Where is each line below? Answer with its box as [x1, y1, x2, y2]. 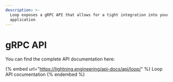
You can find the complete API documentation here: [5, 56, 115, 62]
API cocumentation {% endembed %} [5, 71, 85, 77]
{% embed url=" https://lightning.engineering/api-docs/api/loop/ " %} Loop [5, 66, 163, 72]
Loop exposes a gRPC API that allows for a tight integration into [10, 12, 158, 17]
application [10, 17, 36, 22]
